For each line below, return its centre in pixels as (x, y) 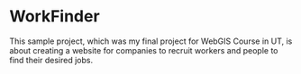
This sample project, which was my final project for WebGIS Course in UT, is (151, 41)
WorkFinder (55, 16)
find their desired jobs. (51, 60)
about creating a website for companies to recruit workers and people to (144, 50)
